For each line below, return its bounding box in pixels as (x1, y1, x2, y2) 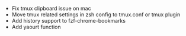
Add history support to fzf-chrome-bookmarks (11, 17, 126, 24)
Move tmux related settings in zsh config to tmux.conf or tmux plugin (11, 11, 181, 18)
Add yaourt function (11, 23, 61, 30)
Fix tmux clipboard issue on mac (11, 5, 91, 12)
